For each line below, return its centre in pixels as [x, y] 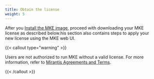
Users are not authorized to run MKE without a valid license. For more [74, 57]
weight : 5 [15, 14]
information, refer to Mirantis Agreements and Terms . [58, 62]
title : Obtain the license [32, 9]
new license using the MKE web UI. [40, 38]
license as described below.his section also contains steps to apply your [77, 33]
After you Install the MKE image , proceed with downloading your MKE [75, 28]
